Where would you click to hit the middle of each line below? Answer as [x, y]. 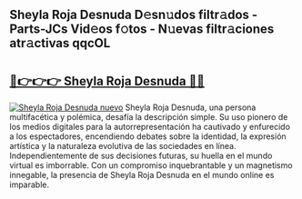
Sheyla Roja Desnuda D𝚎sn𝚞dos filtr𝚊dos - [134, 15]
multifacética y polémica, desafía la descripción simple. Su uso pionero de [149, 117]
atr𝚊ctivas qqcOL [60, 43]
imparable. [30, 184]
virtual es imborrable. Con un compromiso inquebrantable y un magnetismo [151, 165]
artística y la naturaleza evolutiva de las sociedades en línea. [123, 146]
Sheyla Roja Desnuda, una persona [191, 107]
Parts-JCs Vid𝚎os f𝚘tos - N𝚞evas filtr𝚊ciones [142, 30]
